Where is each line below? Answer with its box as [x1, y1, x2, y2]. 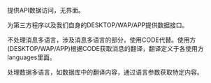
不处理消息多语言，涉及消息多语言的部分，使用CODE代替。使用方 [7, 36, 196, 44]
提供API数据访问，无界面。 [7, 6, 85, 14]
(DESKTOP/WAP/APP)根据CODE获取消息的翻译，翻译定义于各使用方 [7, 45, 204, 52]
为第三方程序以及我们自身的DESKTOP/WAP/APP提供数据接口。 [7, 21, 189, 29]
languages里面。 [7, 53, 56, 61]
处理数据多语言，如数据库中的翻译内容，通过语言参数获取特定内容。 [7, 68, 203, 76]
